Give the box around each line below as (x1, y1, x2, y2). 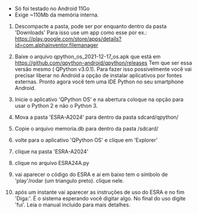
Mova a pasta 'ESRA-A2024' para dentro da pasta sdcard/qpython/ (14, 114, 179, 121)
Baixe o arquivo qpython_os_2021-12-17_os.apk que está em (14, 53, 161, 60)
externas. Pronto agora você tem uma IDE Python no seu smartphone (14, 78, 184, 85)
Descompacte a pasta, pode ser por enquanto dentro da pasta (14, 23, 167, 30)
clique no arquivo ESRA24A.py (14, 160, 90, 166)
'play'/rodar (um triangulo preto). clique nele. (14, 177, 124, 184)
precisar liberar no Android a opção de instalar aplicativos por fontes (14, 72, 182, 79)
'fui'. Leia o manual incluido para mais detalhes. (14, 201, 131, 208)
